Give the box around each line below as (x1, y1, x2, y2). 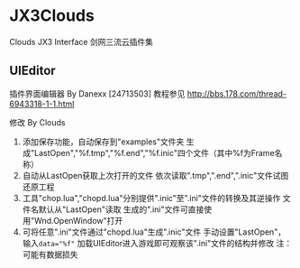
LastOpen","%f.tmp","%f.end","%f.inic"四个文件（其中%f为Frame (34, 147, 275, 158)
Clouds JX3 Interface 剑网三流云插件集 (9, 36, 154, 47)
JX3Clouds (9, 5, 95, 26)
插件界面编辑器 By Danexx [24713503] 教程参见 (9, 88, 186, 99)
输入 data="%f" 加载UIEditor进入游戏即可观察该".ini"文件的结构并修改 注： (22, 237, 293, 248)
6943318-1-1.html (9, 98, 75, 109)
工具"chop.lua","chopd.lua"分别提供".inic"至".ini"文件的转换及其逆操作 (22, 192, 281, 203)
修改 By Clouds (9, 116, 66, 127)
